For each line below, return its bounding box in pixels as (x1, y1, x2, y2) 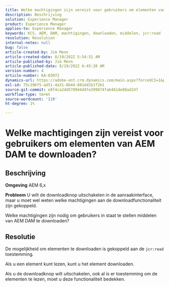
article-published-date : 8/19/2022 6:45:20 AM (5, 64, 105, 69)
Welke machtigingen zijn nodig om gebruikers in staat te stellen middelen (5, 212, 157, 218)
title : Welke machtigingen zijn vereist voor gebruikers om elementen (5, 7, 156, 13)
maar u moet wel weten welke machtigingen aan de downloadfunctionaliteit (5, 197, 162, 203)
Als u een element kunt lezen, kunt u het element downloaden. (5, 261, 135, 267)
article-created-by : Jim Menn (5, 49, 69, 54)
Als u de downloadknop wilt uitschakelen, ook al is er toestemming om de (5, 270, 157, 276)
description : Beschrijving (5, 12, 62, 17)
